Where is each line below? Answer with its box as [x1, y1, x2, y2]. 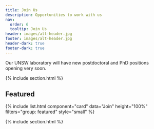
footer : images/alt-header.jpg [5, 36, 72, 41]
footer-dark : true [5, 46, 45, 51]
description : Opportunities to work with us [5, 12, 102, 17]
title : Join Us [5, 7, 38, 13]
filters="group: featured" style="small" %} [5, 109, 95, 115]
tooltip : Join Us [10, 27, 47, 32]
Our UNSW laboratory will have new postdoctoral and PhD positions [5, 59, 149, 66]
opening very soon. [5, 65, 47, 71]
